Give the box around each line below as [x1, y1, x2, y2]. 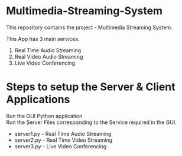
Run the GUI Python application [6, 112, 83, 119]
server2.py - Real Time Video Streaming [14, 136, 113, 144]
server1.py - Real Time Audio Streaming [14, 130, 112, 137]
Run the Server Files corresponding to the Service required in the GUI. [6, 119, 177, 126]
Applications [6, 93, 70, 106]
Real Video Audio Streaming [14, 53, 83, 60]
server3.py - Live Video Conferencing [14, 142, 107, 149]
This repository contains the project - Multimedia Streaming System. [6, 24, 173, 31]
